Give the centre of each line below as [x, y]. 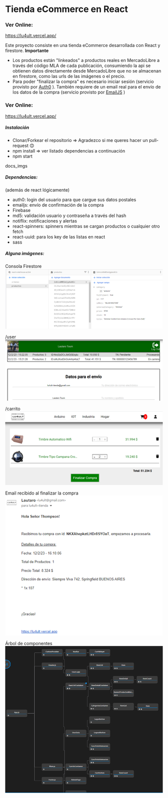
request [20, 145]
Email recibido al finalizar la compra [42, 493]
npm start [22, 156]
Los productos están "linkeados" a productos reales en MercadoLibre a [86, 60]
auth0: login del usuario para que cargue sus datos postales [74, 199]
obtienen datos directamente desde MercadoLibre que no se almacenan [87, 71]
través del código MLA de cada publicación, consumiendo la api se [81, 65]
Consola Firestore [23, 266]
